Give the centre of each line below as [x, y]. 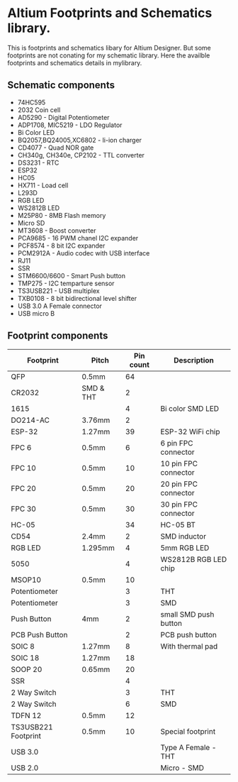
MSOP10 [26, 580]
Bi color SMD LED [190, 408]
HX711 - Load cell [43, 185]
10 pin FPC [179, 463]
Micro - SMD [182, 768]
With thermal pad [189, 646]
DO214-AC [30, 420]
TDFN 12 [26, 715]
